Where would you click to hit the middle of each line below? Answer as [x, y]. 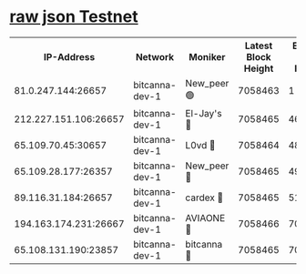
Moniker [207, 56]
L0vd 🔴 [200, 145]
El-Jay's [204, 113]
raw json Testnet [74, 17]
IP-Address [69, 56]
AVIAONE [205, 218]
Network [155, 56]
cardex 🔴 [204, 198]
